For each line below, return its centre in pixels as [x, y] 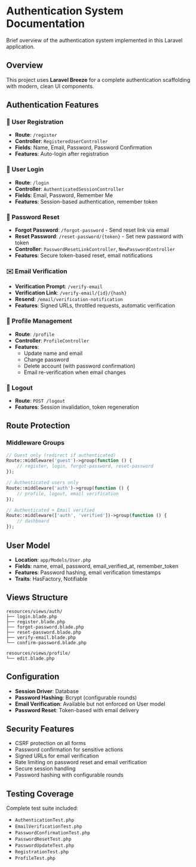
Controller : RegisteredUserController [61, 141]
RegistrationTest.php [42, 852]
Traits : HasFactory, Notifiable [51, 578]
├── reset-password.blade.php [44, 632]
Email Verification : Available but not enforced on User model [90, 704]
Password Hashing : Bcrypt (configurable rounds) [76, 697]
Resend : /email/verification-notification [69, 299]
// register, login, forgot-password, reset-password [85, 466]
